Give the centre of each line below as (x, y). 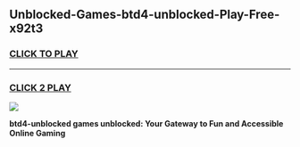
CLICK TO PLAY (44, 54)
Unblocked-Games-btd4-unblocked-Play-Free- (145, 15)
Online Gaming (37, 133)
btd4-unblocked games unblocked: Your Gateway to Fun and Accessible (146, 123)
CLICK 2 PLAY (40, 87)
